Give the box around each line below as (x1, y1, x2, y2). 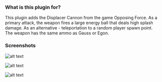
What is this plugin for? (5, 4, 61, 11)
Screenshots (5, 42, 36, 49)
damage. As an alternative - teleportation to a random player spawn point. (5, 25, 153, 31)
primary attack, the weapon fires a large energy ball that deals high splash (5, 20, 154, 26)
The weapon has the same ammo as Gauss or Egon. (5, 30, 109, 36)
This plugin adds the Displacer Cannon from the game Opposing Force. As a (5, 15, 158, 21)
